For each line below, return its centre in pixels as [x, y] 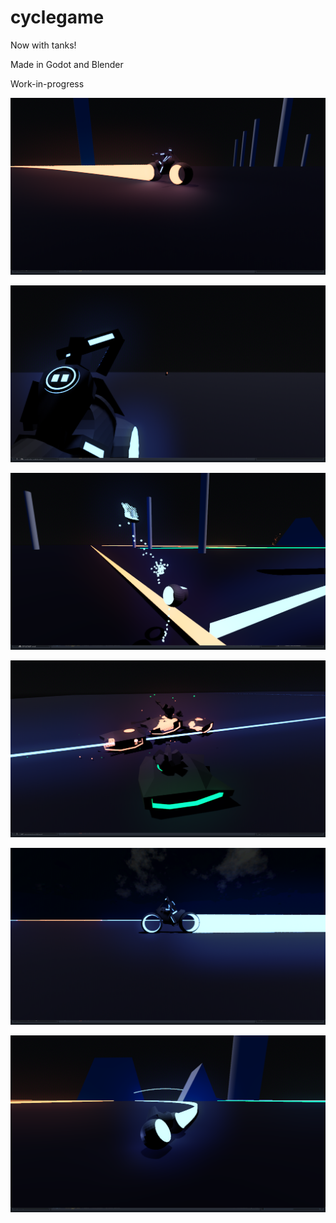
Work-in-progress [47, 83]
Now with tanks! [43, 45]
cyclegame [57, 17]
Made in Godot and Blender [67, 64]
